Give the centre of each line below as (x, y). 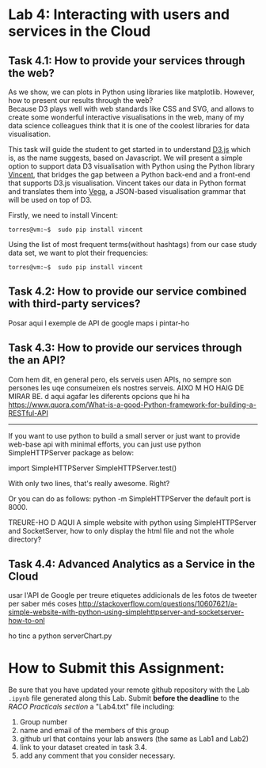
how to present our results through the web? (81, 100)
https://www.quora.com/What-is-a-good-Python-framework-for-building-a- (133, 405)
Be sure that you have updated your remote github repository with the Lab (129, 690)
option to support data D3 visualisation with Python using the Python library (131, 166)
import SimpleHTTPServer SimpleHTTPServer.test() (93, 468)
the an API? (37, 361)
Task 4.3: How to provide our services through (125, 348)
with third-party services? (74, 304)
